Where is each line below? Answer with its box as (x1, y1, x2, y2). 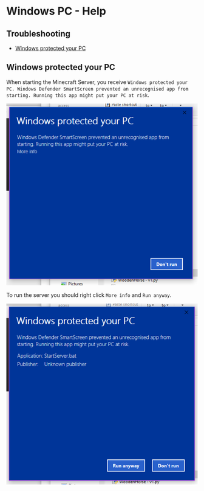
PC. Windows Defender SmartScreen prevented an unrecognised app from (6, 86, 189, 92)
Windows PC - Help (6, 4, 106, 18)
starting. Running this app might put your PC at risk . (6, 91, 150, 99)
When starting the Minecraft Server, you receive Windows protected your (6, 78, 188, 86)
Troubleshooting (6, 29, 71, 39)
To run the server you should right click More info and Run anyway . (6, 291, 172, 299)
